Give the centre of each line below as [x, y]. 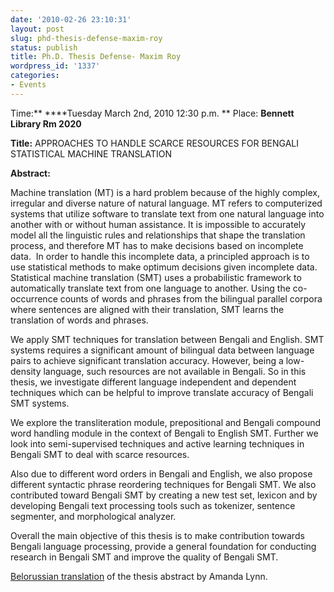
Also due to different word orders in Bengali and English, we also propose [161, 473]
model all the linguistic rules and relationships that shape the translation [158, 235]
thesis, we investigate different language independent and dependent [153, 382]
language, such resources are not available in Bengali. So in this [175, 371]
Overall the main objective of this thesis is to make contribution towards [157, 535]
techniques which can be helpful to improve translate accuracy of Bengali [162, 392]
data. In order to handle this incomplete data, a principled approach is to [160, 256]
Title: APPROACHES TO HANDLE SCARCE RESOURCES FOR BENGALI [155, 143]
